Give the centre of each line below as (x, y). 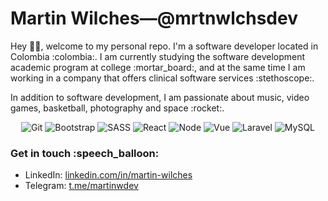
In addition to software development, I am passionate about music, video (160, 97)
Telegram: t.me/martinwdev (81, 186)
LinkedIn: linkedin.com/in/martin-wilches (108, 175)
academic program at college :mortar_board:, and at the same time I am (158, 67)
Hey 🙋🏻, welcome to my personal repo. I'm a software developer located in (164, 46)
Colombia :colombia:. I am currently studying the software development (158, 56)
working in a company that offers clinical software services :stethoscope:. (162, 78)
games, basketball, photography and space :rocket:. (117, 108)
